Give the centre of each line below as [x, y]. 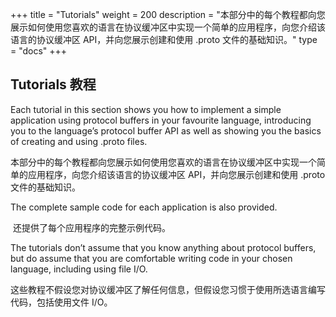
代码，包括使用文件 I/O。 [61, 302]
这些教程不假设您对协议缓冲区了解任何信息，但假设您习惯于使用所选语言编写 [168, 289]
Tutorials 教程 [53, 84]
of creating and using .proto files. [79, 141]
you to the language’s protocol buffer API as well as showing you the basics [166, 130]
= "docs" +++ [39, 51]
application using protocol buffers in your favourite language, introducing [161, 120]
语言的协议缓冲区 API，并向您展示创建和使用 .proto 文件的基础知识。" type [164, 39]
